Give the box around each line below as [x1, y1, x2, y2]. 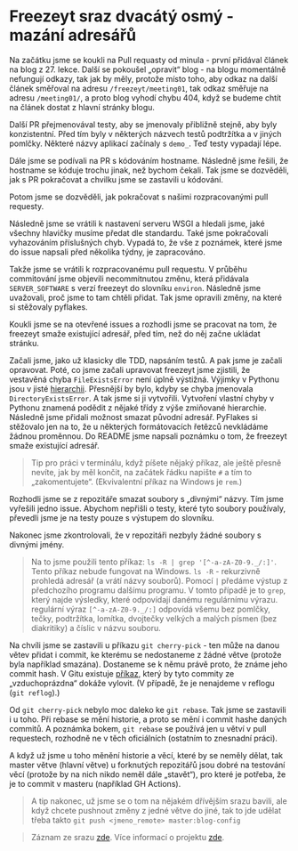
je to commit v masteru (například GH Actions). [9, 778, 181, 789]
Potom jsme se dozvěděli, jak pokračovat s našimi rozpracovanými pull [9, 191, 269, 202]
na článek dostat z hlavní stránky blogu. [9, 101, 156, 112]
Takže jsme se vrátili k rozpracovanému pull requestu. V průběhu [9, 263, 247, 274]
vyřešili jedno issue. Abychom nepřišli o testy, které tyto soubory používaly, [9, 503, 286, 514]
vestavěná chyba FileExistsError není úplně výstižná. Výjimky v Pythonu [9, 374, 280, 385]
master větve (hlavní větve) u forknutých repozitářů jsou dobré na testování [9, 759, 286, 770]
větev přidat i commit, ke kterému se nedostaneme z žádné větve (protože [9, 649, 282, 660]
